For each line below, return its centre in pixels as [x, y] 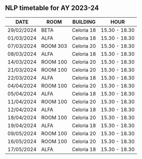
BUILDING [84, 22]
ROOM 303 [54, 46]
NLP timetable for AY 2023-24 [52, 8]
